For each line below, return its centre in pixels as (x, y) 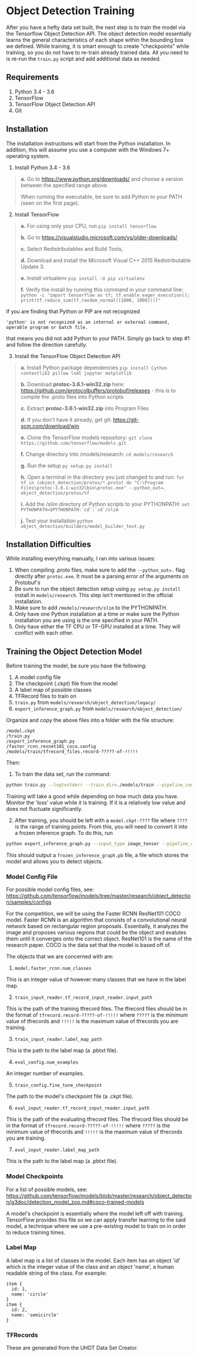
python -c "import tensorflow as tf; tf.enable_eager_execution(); (105, 295)
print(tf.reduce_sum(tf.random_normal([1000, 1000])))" (90, 300)
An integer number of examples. (45, 1074)
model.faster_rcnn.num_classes (53, 969)
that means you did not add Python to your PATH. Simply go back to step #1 (98, 338)
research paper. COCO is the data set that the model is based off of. (89, 945)
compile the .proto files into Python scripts (72, 397)
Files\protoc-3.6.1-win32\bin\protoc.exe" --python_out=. (93, 488)
